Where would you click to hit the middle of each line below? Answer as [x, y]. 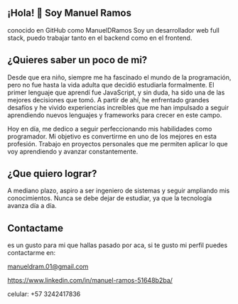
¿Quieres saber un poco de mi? [77, 60]
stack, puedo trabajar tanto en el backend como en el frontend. [100, 38]
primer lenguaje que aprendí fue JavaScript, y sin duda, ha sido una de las [116, 92]
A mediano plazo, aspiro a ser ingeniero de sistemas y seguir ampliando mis [119, 191]
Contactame [36, 228]
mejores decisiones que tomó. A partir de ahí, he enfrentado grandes [108, 99]
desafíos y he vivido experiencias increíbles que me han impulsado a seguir [118, 107]
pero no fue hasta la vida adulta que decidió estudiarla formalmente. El [111, 85]
